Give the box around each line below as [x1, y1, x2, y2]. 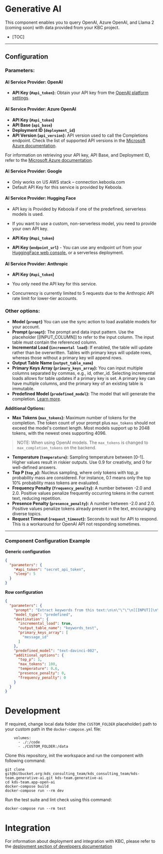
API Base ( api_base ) [12, 122, 52, 128]
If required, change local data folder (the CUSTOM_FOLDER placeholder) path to [5, 721, 157, 727]
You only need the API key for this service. [12, 281, 97, 287]
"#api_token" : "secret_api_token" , [14, 567, 86, 572]
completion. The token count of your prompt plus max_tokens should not [12, 420, 156, 426]
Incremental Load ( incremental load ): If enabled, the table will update [12, 344, 153, 350]
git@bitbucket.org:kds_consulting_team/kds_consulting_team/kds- [5, 772, 140, 776]
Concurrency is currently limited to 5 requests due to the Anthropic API [12, 290, 154, 296]
